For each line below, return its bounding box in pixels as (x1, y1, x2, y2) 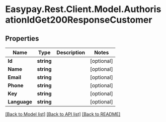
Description (56, 49, 86, 56)
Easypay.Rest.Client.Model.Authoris (5, 4, 161, 15)
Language (8, 98, 33, 105)
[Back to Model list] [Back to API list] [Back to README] (5, 111, 121, 117)
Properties (5, 34, 39, 43)
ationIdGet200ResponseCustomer (5, 14, 152, 26)
